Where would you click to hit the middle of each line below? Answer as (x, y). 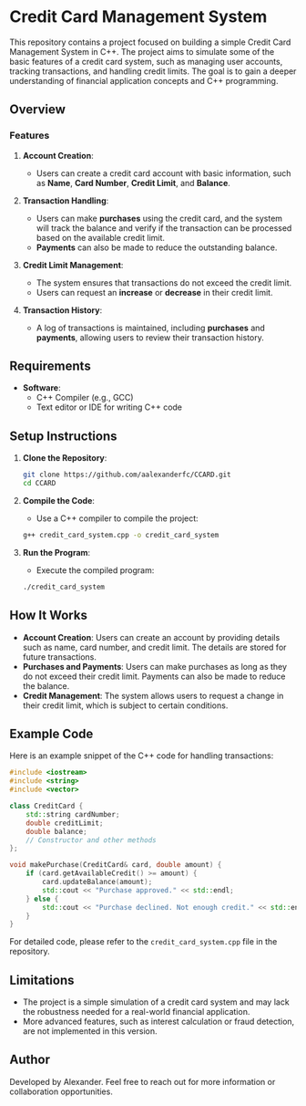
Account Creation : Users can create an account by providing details (151, 637)
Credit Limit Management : (73, 265)
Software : (41, 388)
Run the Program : (56, 552)
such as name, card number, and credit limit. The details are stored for (154, 647)
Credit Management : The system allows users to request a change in (153, 695)
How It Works (49, 616)
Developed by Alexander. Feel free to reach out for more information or (143, 1081)
